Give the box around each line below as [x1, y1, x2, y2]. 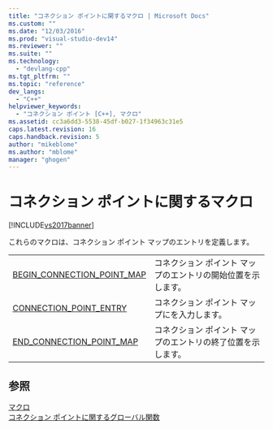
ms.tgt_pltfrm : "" [8, 72, 71, 80]
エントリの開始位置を [170, 270, 252, 281]
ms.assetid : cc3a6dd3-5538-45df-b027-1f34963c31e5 [8, 118, 184, 126]
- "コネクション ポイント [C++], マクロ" [15, 110, 142, 119]
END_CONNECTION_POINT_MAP [12, 336, 139, 348]
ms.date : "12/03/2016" [8, 27, 85, 35]
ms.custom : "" [8, 19, 57, 28]
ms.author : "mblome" [8, 148, 79, 156]
